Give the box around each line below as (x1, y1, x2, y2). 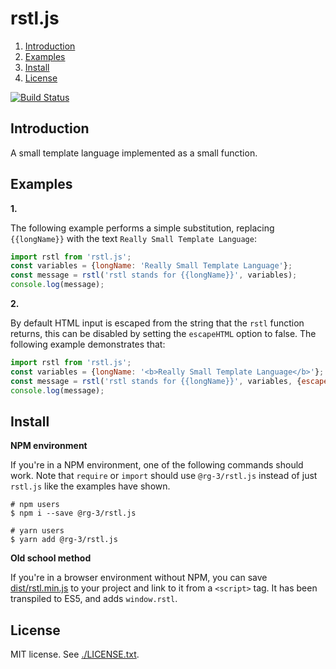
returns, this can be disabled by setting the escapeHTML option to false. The (10, 328, 317, 340)
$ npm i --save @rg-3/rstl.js (10, 508, 137, 519)
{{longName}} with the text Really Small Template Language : (10, 232, 257, 244)
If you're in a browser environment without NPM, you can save (10, 572, 268, 584)
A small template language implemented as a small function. (10, 147, 258, 159)
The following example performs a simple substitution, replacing (10, 222, 275, 234)
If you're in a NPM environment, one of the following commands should (10, 459, 304, 471)
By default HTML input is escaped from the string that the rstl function (10, 317, 305, 329)
